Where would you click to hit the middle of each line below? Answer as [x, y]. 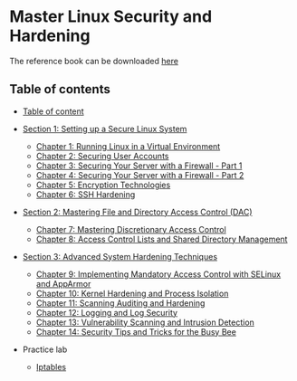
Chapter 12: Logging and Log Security [107, 312]
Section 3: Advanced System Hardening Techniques [120, 256]
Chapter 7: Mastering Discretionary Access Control [131, 229]
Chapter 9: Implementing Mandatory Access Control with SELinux [158, 274]
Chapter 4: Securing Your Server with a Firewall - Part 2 [140, 175]
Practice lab [45, 349]
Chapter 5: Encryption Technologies [103, 185]
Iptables [51, 367]
